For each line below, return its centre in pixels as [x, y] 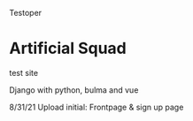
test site [23, 72]
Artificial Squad [68, 49]
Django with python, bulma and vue [74, 90]
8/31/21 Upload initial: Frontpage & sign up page [96, 107]
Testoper [26, 13]
